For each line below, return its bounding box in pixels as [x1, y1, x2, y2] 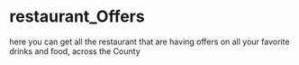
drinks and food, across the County [9, 45, 141, 56]
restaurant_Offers [9, 6, 146, 27]
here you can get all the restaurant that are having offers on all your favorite [9, 36, 290, 47]
